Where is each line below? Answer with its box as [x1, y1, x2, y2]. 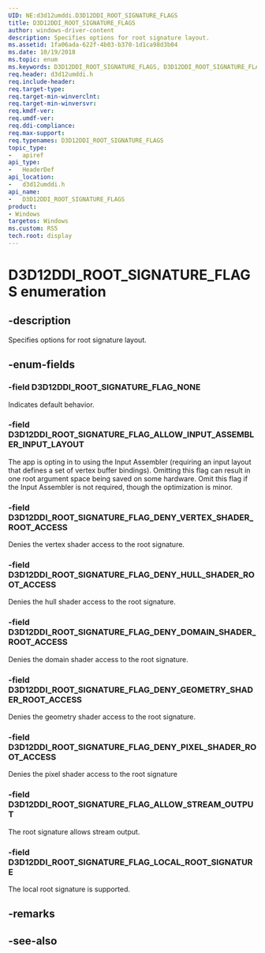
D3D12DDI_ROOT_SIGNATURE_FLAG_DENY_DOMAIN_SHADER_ [8, 627, 256, 638]
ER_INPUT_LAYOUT [8, 439, 84, 450]
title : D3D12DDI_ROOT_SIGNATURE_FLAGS [8, 19, 136, 27]
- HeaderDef [8, 166, 55, 174]
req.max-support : [8, 129, 65, 137]
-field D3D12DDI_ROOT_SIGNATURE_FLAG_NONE [8, 382, 201, 393]
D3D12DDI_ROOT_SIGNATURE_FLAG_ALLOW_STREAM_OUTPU [8, 799, 254, 810]
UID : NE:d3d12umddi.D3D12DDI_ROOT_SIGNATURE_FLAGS [8, 11, 178, 20]
